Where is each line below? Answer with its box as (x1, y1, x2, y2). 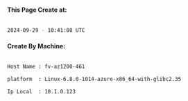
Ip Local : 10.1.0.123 (7, 89, 76, 95)
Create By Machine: (7, 42, 66, 50)
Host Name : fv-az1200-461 (7, 63, 85, 71)
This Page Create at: (7, 6, 67, 14)
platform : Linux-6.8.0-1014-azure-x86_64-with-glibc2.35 (7, 76, 182, 83)
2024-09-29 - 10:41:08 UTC (7, 27, 85, 34)
